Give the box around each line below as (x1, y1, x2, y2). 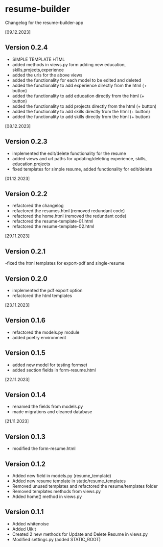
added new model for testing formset (12, 362, 87, 368)
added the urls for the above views (12, 72, 83, 78)
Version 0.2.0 (5, 274, 48, 283)
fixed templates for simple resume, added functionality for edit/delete (12, 166, 153, 172)
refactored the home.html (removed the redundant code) (12, 213, 127, 219)
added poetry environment (12, 334, 66, 340)
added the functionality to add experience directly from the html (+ (12, 82, 147, 88)
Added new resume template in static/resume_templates (12, 478, 126, 484)
